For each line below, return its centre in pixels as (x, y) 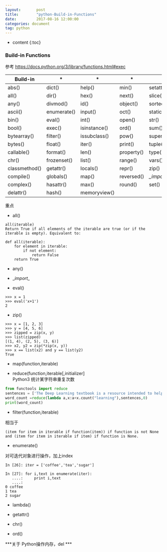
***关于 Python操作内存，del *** (39, 544)
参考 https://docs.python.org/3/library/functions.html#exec (65, 67)
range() (128, 161)
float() (54, 144)
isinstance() (94, 128)
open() (127, 120)
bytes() (16, 144)
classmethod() (25, 169)
